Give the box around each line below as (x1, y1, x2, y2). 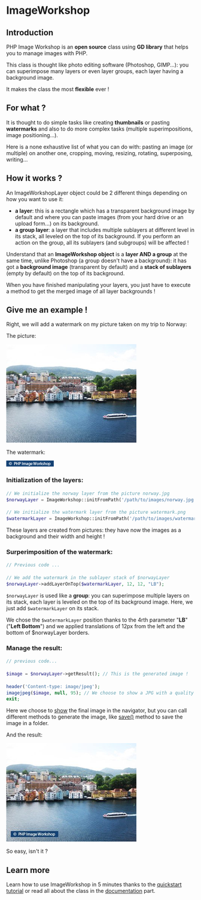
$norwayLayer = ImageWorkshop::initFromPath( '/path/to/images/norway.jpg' (6, 496, 197, 503)
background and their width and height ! (6, 533, 105, 540)
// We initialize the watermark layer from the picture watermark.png (6, 510, 186, 516)
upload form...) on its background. (14, 220, 99, 227)
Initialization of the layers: (6, 476, 84, 484)
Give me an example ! (6, 305, 88, 315)
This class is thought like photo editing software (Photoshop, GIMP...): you (6, 61, 189, 68)
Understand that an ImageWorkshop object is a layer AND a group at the (6, 250, 188, 257)
